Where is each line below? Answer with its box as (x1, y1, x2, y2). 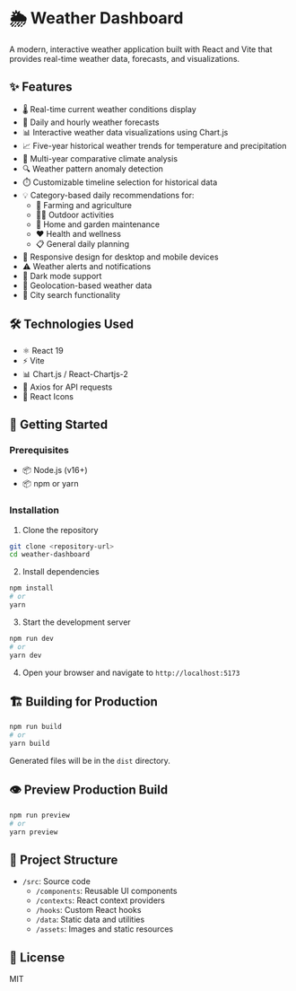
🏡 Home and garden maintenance (35, 218, 160, 230)
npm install (9, 583, 54, 593)
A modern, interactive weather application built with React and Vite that (9, 43, 273, 55)
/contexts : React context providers (35, 895, 166, 906)
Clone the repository (22, 524, 99, 535)
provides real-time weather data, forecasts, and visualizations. (9, 53, 240, 64)
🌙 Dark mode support (22, 270, 102, 281)
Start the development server (22, 617, 132, 627)
